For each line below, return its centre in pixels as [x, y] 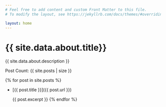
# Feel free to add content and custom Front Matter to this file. [76, 10]
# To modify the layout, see [35, 14]
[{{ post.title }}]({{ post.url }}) [42, 90]
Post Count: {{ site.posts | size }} [39, 71]
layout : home [19, 23]
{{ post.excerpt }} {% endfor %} [45, 100]
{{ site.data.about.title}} [56, 48]
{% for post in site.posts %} [33, 80]
